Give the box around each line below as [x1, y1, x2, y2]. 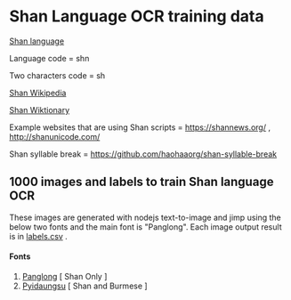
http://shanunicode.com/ [9, 131, 101, 142]
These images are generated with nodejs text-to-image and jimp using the [9, 212, 282, 223]
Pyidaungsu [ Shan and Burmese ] [21, 280, 149, 291]
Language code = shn [9, 53, 90, 63]
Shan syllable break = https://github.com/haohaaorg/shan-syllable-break [9, 149, 278, 159]
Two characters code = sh [9, 69, 106, 81]
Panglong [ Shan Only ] [21, 271, 108, 281]
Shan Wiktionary [9, 104, 70, 115]
